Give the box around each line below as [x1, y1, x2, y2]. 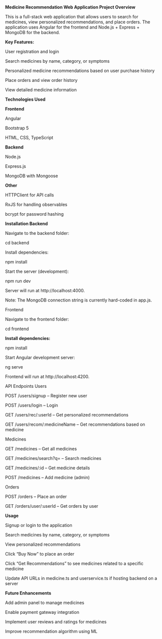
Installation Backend [5, 221, 48, 226]
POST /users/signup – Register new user [5, 393, 88, 399]
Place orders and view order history [5, 77, 78, 83]
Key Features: [5, 39, 34, 45]
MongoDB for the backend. [5, 30, 60, 35]
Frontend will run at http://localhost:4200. [5, 374, 90, 379]
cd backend [5, 240, 30, 246]
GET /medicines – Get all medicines [5, 446, 77, 451]
